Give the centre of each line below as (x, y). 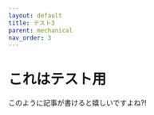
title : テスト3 (32, 23)
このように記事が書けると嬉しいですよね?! (77, 103)
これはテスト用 (57, 79)
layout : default (35, 15)
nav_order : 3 (30, 38)
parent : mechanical (41, 30)
